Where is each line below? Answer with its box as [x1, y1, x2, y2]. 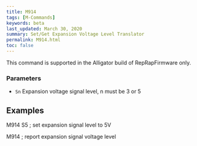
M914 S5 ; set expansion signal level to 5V [6, 121, 112, 129]
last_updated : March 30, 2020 [6, 25, 83, 32]
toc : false [6, 43, 34, 49]
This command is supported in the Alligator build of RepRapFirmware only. [6, 59, 192, 66]
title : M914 [6, 8, 36, 15]
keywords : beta [6, 20, 45, 26]
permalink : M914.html [6, 37, 61, 43]
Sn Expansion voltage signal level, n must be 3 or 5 [15, 88, 141, 95]
